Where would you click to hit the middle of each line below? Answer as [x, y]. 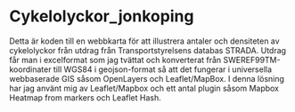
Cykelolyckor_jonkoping [102, 16]
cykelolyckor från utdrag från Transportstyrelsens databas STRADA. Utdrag [148, 50]
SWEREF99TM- [252, 60]
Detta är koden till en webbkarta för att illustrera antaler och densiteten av [144, 41]
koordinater [30, 69]
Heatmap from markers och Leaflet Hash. [86, 97]
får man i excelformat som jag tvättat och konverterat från [115, 60]
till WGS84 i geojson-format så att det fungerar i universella [163, 69]
